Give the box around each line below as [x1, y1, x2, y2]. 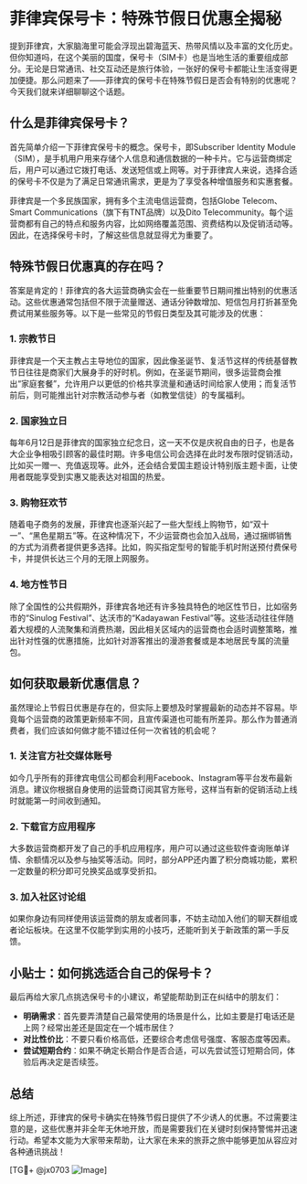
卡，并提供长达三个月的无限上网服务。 [9, 553, 153, 564]
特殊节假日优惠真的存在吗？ [9, 259, 166, 274]
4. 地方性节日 [9, 578, 69, 591]
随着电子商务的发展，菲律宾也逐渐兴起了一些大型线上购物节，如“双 [9, 518, 262, 530]
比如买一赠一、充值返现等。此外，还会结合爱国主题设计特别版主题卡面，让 [9, 460, 290, 471]
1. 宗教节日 [9, 333, 57, 346]
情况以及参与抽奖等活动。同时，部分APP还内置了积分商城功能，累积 [40, 854, 298, 865]
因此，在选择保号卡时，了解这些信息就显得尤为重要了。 [9, 229, 217, 240]
